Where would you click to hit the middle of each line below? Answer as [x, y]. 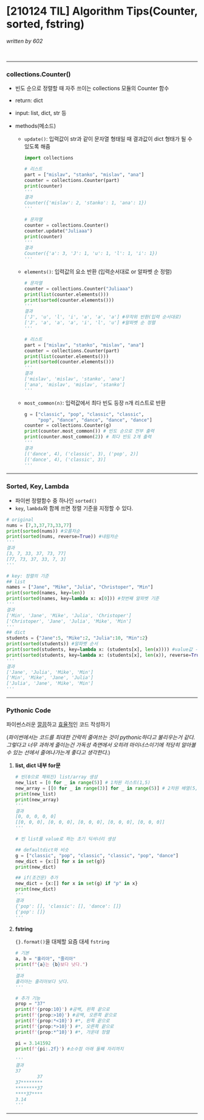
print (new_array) [37, 800]
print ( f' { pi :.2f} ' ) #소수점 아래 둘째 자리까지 [69, 1049]
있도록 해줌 [37, 147]
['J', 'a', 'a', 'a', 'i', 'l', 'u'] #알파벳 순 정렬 [90, 323]
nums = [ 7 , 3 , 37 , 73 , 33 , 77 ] [39, 525]
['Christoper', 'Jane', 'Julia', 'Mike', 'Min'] [69, 621]
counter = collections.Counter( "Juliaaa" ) [79, 289]
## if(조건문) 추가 [36, 878]
